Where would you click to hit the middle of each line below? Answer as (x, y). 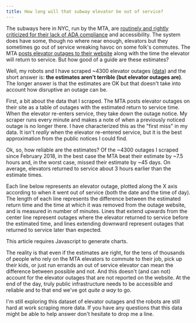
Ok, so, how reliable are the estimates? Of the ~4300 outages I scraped (92, 150)
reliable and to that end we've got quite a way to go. (69, 290)
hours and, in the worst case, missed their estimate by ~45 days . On (88, 162)
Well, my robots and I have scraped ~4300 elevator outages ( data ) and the (96, 70)
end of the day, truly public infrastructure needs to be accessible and (89, 284)
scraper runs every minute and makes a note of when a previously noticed (96, 120)
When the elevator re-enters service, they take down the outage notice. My (97, 113)
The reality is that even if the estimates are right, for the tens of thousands (96, 253)
